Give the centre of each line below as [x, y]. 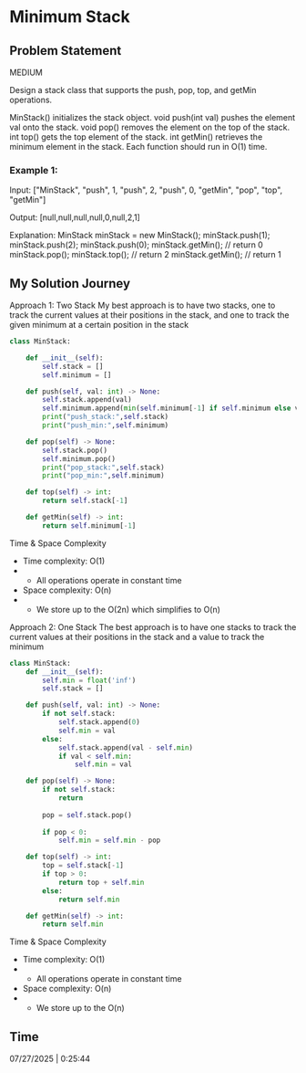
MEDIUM [26, 72]
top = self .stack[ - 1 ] [83, 866]
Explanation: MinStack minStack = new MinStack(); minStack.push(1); [140, 236]
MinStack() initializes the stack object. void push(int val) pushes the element [153, 117]
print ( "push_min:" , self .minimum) [106, 426]
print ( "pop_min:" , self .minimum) [104, 476]
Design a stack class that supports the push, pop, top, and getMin [133, 90]
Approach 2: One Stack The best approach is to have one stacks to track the [153, 626]
